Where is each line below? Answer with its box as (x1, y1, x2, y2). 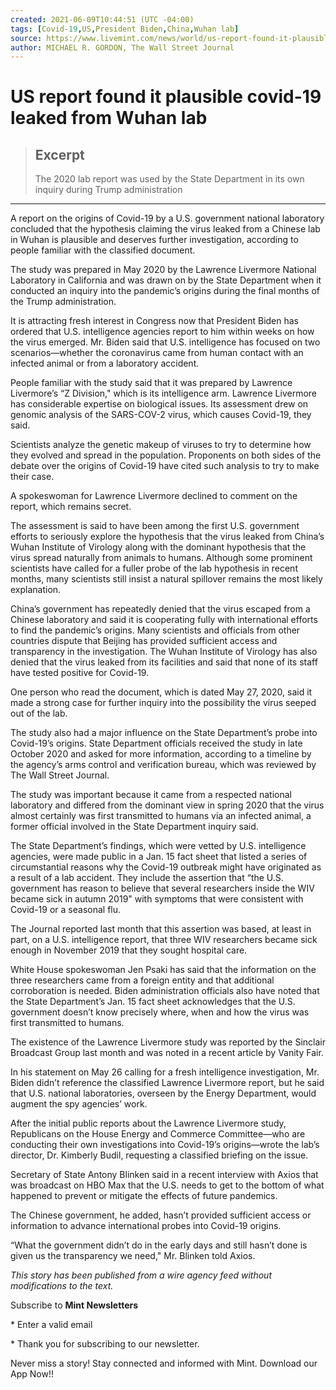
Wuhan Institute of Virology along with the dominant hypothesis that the (10, 541, 307, 553)
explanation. (10, 584, 62, 596)
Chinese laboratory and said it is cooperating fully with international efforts (10, 614, 318, 626)
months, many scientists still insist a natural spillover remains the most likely (10, 573, 323, 585)
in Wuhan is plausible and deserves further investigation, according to (10, 234, 299, 246)
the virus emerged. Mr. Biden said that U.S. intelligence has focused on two (10, 336, 321, 348)
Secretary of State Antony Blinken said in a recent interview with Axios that (10, 1169, 319, 1181)
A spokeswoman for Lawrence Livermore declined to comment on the (10, 490, 298, 502)
